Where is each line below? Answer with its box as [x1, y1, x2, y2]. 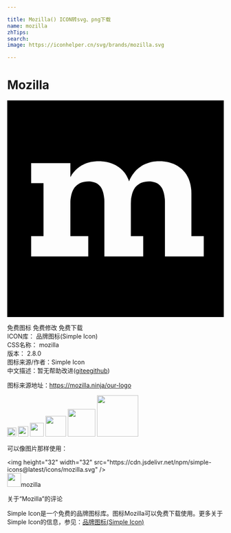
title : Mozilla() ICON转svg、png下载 [7, 16, 111, 23]
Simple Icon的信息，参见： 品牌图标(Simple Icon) [7, 518, 144, 526]
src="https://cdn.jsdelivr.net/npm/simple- [93, 458, 212, 466]
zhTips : [7, 29, 30, 36]
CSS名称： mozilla [7, 341, 60, 349]
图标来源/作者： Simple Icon [7, 358, 85, 367]
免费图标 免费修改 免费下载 [7, 324, 83, 332]
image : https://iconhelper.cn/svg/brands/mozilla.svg [7, 42, 165, 49]
